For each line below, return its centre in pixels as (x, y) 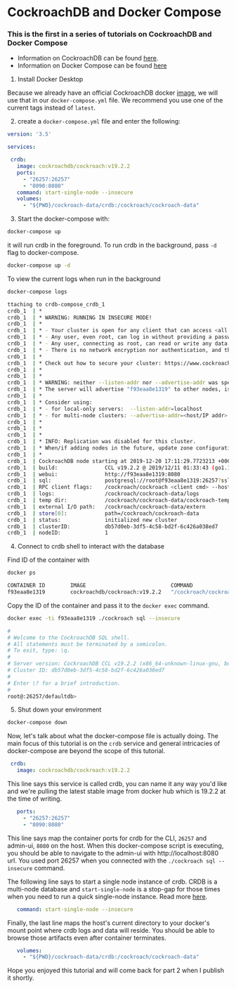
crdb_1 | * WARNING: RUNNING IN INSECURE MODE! (80, 317)
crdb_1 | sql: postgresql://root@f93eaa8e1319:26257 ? (114, 481)
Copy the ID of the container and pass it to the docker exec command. (109, 605)
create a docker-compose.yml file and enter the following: (99, 122)
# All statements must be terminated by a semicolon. (88, 644)
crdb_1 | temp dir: (38, 500)
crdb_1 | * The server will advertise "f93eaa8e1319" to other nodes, (114, 389)
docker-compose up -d (39, 266)
